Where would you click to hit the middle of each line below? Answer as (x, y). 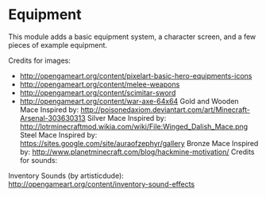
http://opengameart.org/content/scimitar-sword (98, 92)
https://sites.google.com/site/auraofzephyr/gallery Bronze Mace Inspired (139, 143)
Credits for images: (40, 60)
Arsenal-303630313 (52, 118)
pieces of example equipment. (58, 44)
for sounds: (39, 160)
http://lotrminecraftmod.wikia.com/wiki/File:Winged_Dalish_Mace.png (134, 126)
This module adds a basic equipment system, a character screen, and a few (132, 37)
